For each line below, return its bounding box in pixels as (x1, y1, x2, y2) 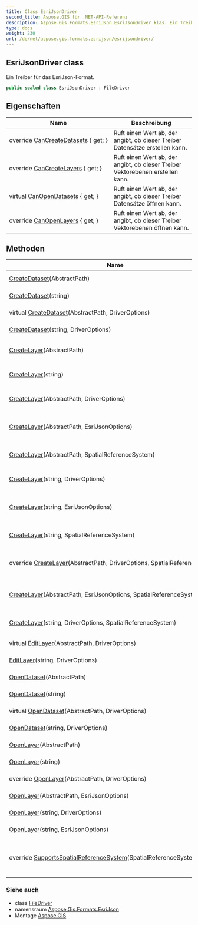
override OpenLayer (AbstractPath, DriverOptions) (9, 775, 147, 783)
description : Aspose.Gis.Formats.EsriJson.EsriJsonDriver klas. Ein (6, 19, 178, 25)
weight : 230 (6, 31, 35, 37)
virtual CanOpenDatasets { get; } (9, 192, 99, 200)
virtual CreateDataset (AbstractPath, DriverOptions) (9, 309, 150, 317)
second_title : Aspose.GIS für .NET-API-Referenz (6, 14, 128, 20)
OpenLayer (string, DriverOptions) (9, 808, 102, 817)
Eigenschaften (6, 101, 61, 111)
